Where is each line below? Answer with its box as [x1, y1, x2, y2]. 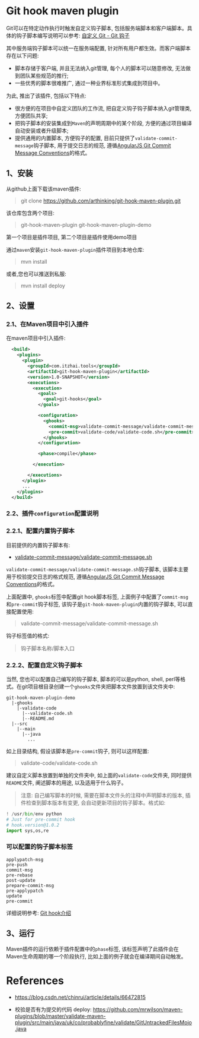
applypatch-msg [6, 856, 44, 862]
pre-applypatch [6, 888, 44, 894]
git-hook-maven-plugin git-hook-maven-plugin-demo [20, 221, 152, 228]
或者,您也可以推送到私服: [6, 270, 67, 277]
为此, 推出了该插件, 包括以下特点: [6, 92, 86, 99]
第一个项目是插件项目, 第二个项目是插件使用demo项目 [6, 233, 137, 240]
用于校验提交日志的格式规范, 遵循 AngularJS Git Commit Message [6, 573, 165, 580]
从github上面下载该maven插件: [6, 185, 81, 192]
